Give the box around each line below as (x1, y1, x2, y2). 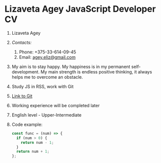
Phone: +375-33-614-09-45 (19, 49, 77, 55)
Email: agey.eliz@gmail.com (19, 54, 76, 60)
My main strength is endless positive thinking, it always (40, 69, 153, 74)
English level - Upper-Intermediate (11, 112, 82, 118)
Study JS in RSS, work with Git (11, 83, 74, 89)
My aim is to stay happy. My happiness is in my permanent (11, 64, 131, 70)
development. (11, 69, 40, 74)
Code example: (11, 121, 43, 127)
